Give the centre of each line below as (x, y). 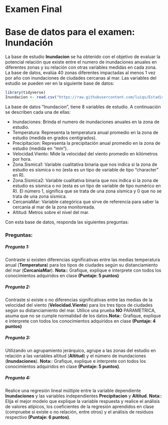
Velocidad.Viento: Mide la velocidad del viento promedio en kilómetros (85, 153)
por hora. (22, 159)
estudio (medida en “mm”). (40, 148)
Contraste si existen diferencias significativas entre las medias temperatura (82, 260)
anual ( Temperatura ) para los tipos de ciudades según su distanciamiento (81, 265)
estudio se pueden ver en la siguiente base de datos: (60, 83)
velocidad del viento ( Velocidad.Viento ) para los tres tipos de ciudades (79, 305)
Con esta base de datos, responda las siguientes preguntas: (67, 222)
